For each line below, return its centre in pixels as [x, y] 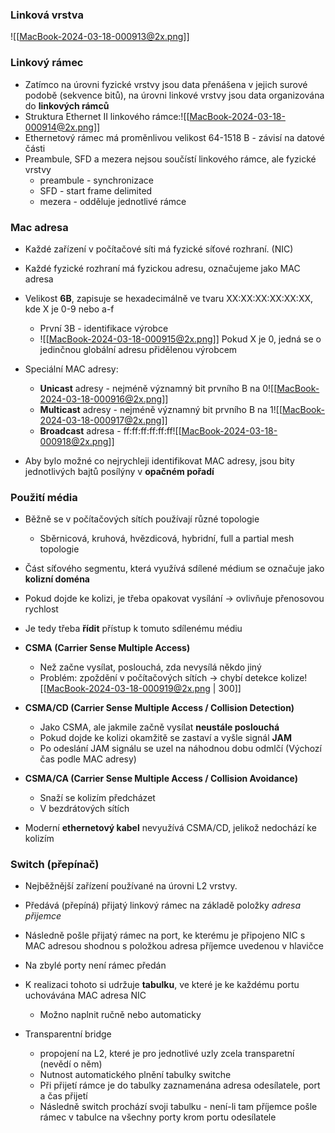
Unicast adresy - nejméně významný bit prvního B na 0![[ [158, 388]
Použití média [44, 497]
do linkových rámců [67, 105]
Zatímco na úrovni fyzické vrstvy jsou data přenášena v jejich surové [166, 84]
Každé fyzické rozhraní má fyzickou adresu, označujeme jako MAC [162, 268]
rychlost [41, 609]
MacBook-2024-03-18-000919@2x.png [128, 689]
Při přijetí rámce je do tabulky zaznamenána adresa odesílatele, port [180, 1085]
